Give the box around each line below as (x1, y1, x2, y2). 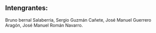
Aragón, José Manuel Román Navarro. (5, 22, 83, 28)
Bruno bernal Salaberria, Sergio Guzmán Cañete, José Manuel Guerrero (5, 17, 152, 23)
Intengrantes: (5, 4, 48, 12)
